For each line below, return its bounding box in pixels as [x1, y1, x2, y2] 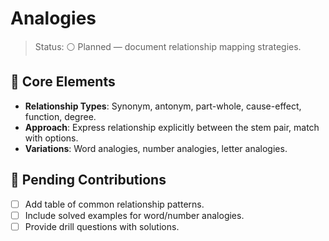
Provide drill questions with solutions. [24, 220, 180, 232]
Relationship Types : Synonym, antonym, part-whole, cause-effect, [24, 100, 302, 112]
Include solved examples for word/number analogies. [24, 209, 245, 221]
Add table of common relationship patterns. [24, 198, 205, 210]
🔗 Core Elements [10, 73, 116, 91]
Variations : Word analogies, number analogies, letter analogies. [24, 142, 288, 154]
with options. [24, 132, 79, 144]
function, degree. [24, 110, 97, 122]
